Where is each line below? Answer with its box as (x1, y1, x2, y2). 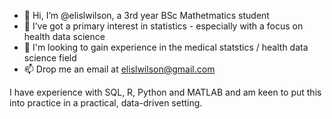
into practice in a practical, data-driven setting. (9, 97, 203, 109)
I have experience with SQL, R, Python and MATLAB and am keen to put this (9, 86, 322, 98)
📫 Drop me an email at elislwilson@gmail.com (23, 63, 216, 75)
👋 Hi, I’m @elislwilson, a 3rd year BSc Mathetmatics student (23, 10, 270, 21)
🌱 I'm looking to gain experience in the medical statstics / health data (23, 41, 309, 53)
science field (23, 52, 77, 64)
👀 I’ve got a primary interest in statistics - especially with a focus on (23, 20, 304, 32)
